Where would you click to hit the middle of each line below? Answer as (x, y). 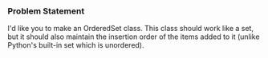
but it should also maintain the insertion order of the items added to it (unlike (134, 37)
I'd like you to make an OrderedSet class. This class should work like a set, (131, 29)
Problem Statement (46, 11)
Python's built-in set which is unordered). (76, 45)
